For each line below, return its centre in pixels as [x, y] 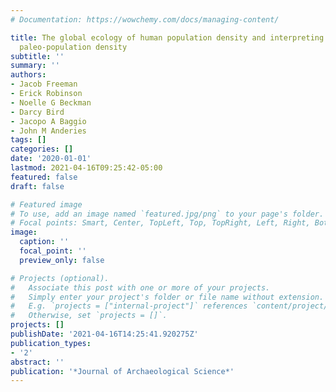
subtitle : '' [37, 56]
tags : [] [28, 140]
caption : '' [44, 242]
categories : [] [42, 149]
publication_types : [51, 343]
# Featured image [46, 204]
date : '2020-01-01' [51, 159]
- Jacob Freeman [44, 84]
